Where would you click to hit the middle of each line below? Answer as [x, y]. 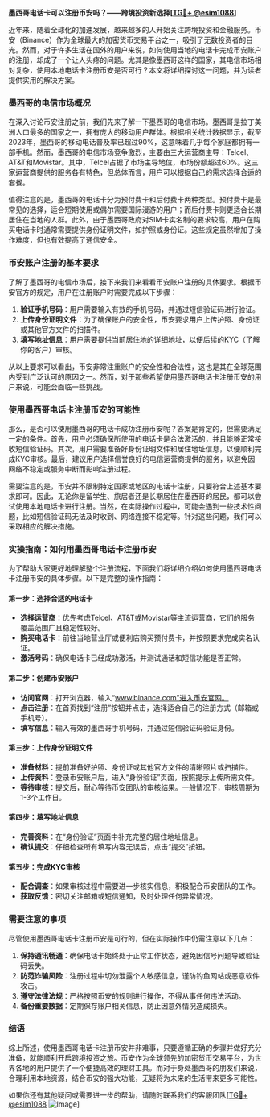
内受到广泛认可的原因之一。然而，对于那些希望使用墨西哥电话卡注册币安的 [131, 376]
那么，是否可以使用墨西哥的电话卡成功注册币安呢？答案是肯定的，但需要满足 [135, 428]
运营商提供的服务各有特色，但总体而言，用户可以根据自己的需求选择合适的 [138, 172]
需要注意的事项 [37, 920]
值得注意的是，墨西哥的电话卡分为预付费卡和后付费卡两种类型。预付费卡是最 [135, 200]
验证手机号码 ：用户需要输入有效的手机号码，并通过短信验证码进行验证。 [139, 309]
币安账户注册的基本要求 [53, 263]
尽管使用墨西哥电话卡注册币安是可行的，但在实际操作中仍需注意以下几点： [131, 938]
